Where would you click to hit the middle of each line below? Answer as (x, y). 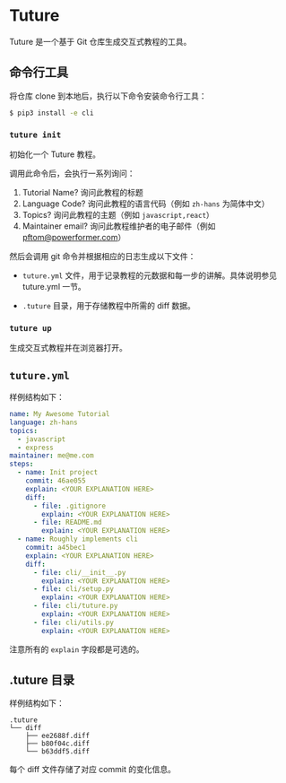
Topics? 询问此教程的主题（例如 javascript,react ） (118, 214)
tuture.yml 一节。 (54, 286)
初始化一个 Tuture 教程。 (55, 154)
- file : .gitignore (69, 506)
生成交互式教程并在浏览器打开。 (68, 348)
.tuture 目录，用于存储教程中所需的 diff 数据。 (108, 305)
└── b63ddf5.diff (58, 752)
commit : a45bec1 (56, 548)
